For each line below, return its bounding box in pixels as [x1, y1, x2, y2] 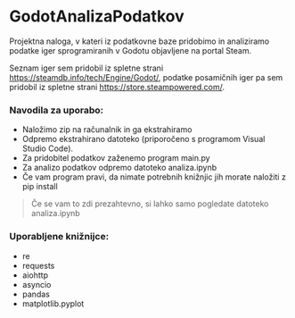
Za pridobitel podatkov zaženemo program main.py [21, 153, 211, 163]
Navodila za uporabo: [9, 104, 104, 116]
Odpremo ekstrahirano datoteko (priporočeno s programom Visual [21, 134, 266, 145]
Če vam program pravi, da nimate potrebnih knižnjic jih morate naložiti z [21, 172, 287, 182]
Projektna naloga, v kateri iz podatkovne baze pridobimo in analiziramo [9, 36, 270, 46]
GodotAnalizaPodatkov [9, 6, 184, 27]
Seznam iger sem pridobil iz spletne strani [9, 63, 164, 73]
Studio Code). [21, 143, 74, 154]
